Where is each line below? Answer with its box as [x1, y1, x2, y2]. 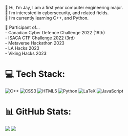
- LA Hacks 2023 [5, 45, 40, 51]
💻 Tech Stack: [5, 68, 65, 80]
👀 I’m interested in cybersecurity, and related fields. [5, 10, 109, 16]
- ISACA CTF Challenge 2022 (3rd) [5, 35, 75, 41]
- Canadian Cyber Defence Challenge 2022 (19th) [5, 30, 105, 35]
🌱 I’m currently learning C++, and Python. [5, 15, 89, 21]
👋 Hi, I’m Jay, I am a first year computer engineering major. [5, 5, 123, 10]
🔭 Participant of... [5, 24, 40, 30]
